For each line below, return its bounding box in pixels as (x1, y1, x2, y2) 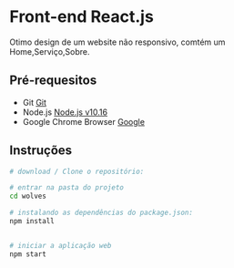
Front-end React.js (9, 6, 155, 27)
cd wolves (9, 191, 47, 201)
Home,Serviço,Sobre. (9, 46, 90, 57)
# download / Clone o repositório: (9, 167, 145, 176)
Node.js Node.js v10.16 (22, 107, 107, 118)
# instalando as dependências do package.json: (9, 208, 194, 218)
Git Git (22, 97, 47, 108)
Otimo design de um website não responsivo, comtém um (9, 36, 226, 47)
